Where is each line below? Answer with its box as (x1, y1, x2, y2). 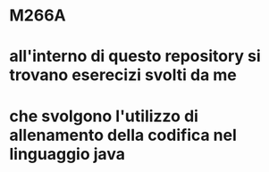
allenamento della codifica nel (9, 125, 237, 145)
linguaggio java (9, 143, 125, 164)
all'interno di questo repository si (9, 46, 261, 67)
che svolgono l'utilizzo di (9, 106, 199, 126)
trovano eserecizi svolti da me (9, 65, 237, 86)
